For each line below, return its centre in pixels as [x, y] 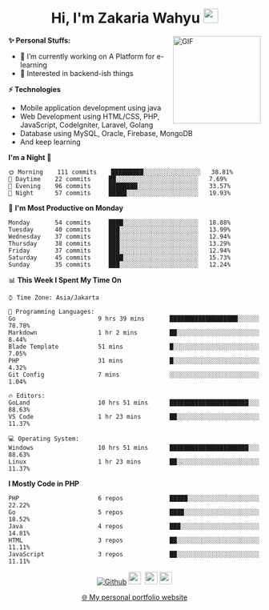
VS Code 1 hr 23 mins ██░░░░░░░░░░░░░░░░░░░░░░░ [134, 416]
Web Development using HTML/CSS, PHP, [90, 116]
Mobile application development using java [90, 107]
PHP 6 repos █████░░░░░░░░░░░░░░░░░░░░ [134, 498]
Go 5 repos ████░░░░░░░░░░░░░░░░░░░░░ [134, 512]
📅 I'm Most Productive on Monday [66, 207]
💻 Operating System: [44, 439]
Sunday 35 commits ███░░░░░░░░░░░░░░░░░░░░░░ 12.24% [119, 264]
